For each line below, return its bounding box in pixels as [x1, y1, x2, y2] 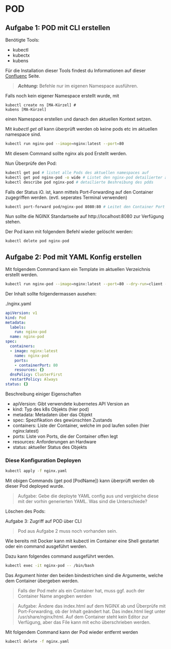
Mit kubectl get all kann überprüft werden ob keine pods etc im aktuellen [5, 126, 158, 132]
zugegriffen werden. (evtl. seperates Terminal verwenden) [5, 194, 128, 201]
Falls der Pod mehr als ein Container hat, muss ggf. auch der [17, 587, 145, 593]
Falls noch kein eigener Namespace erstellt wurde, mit [5, 93, 120, 98]
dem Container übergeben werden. [5, 578, 79, 584]
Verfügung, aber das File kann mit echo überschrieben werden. [17, 619, 151, 625]
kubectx [12, 52, 30, 58]
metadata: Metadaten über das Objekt [12, 411, 93, 417]
